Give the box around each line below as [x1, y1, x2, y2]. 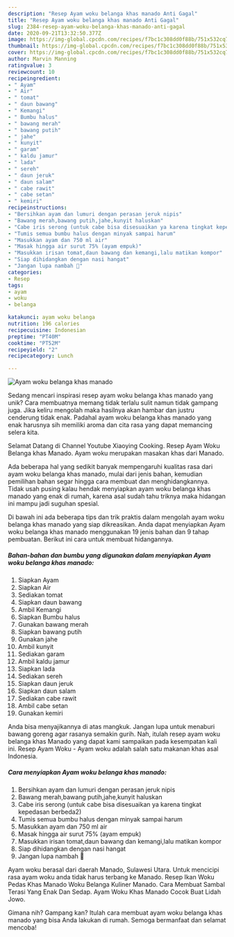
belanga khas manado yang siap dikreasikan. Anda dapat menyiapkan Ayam [8, 520, 226, 529]
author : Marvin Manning [8, 56, 77, 63]
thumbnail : [8, 42, 40, 49]
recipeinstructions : [8, 205, 68, 211]
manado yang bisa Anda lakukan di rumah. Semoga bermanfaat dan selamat [8, 916, 226, 924]
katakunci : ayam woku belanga [8, 314, 96, 321]
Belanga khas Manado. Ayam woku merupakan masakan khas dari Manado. [8, 449, 224, 458]
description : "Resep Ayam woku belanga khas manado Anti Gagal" [8, 10, 198, 17]
